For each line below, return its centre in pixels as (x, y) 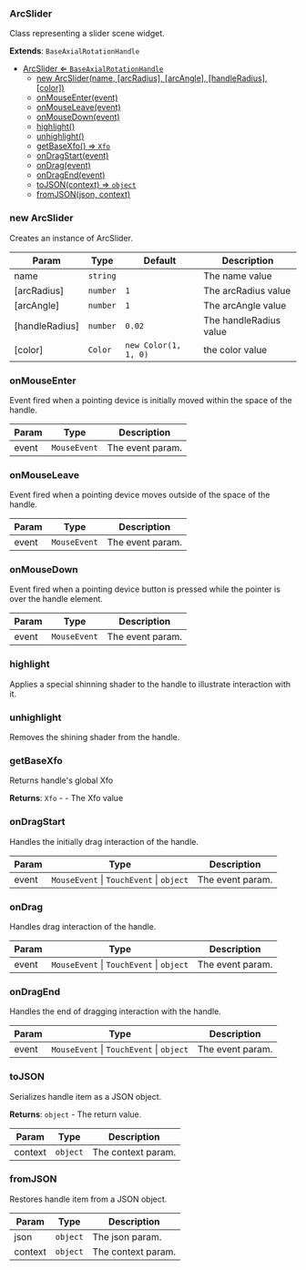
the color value (235, 350)
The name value (238, 276)
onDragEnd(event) (71, 175)
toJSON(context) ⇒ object (86, 185)
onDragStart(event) (72, 156)
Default (160, 260)
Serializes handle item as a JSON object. (86, 1096)
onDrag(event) (63, 166)
